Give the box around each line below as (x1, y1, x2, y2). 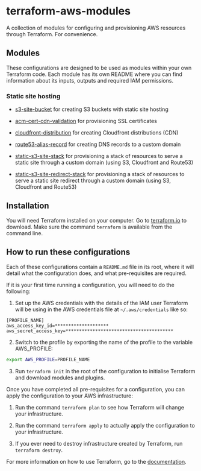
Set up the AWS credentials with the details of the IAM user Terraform (14, 299, 188, 306)
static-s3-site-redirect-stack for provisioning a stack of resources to (14, 171, 185, 178)
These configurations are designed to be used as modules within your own (6, 64, 192, 71)
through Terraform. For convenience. (6, 30, 98, 37)
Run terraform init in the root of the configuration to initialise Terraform (14, 367, 196, 375)
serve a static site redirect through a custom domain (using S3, (14, 177, 172, 185)
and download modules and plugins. (14, 374, 105, 381)
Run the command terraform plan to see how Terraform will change (14, 403, 185, 411)
